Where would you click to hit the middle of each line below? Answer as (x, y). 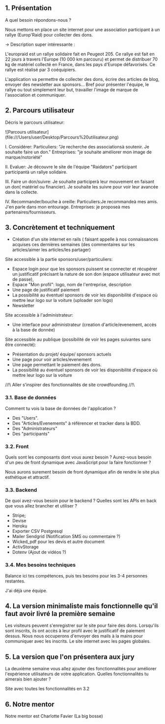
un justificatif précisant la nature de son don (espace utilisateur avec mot (86, 274)
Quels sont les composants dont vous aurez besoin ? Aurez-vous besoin (78, 457)
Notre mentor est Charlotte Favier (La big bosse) (54, 716)
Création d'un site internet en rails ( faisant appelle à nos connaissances (85, 239)
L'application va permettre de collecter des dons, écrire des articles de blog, (82, 79)
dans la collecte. (22, 192)
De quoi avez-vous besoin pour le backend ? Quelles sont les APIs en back (81, 501)
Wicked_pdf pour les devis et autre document (58, 542)
